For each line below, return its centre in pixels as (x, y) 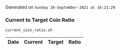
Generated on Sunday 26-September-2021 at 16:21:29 (60, 7)
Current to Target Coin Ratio (40, 20)
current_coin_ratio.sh (29, 30)
